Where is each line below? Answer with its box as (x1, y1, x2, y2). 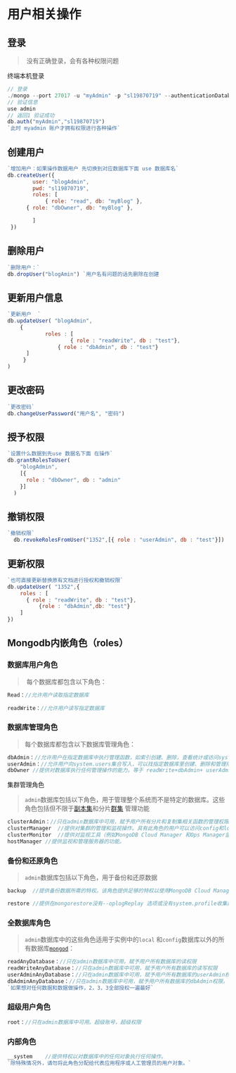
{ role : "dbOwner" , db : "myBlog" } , (25, 205, 133, 212)
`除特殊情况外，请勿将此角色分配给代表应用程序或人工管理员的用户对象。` (7, 1060, 192, 1067)
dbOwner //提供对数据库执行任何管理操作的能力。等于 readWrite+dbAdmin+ (7, 767, 204, 774)
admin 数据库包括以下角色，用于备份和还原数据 (24, 873, 158, 882)
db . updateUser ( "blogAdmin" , (7, 317, 93, 324)
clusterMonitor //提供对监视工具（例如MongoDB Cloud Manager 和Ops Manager (7, 832, 225, 839)
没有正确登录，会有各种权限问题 (26, 57, 119, 65)
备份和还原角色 (7, 856, 58, 865)
